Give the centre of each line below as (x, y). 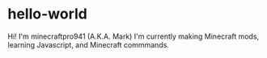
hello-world (48, 14)
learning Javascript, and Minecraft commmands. (88, 44)
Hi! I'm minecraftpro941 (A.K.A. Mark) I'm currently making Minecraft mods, (133, 36)
